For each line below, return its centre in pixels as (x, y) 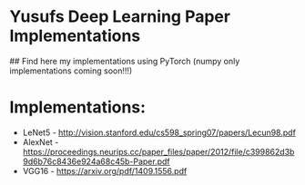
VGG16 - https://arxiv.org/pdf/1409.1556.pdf (105, 170)
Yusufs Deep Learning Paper (120, 17)
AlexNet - (41, 141)
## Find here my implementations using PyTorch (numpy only (125, 61)
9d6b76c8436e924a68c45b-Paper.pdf (96, 161)
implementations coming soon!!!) (71, 71)
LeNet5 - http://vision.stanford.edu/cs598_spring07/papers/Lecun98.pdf (159, 132)
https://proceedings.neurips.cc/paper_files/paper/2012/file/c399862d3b (158, 151)
